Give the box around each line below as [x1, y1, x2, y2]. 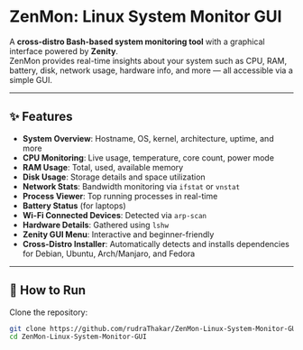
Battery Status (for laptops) [22, 200, 126, 211]
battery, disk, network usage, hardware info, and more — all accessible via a [9, 65, 293, 76]
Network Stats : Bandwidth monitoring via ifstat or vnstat [22, 180, 241, 191]
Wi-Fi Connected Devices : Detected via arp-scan [22, 209, 207, 220]
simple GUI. [9, 74, 52, 85]
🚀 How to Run [9, 282, 87, 299]
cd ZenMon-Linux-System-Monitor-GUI [9, 332, 147, 342]
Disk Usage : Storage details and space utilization [22, 171, 206, 182]
